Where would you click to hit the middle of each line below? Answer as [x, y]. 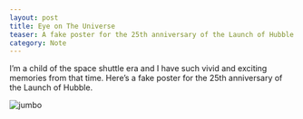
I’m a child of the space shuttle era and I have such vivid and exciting [138, 69]
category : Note [38, 43]
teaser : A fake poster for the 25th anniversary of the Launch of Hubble [152, 34]
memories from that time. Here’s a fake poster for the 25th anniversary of [146, 78]
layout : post [34, 18]
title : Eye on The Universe [63, 26]
